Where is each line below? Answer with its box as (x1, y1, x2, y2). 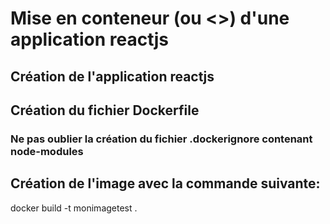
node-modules (10, 144, 84, 158)
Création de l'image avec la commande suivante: (10, 175, 321, 192)
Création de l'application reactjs (10, 68, 215, 85)
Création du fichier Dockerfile (10, 102, 200, 119)
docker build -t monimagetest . (10, 202, 138, 214)
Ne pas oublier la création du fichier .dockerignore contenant (10, 132, 313, 146)
